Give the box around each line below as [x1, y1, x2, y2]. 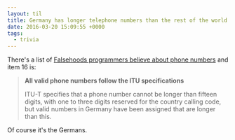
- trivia [13, 36, 39, 43]
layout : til [7, 10, 42, 17]
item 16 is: [7, 63, 36, 71]
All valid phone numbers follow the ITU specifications [24, 76, 184, 85]
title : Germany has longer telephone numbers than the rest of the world [7, 17, 228, 24]
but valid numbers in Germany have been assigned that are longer [24, 105, 216, 113]
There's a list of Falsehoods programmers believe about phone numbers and [7, 55, 229, 64]
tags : [7, 29, 23, 37]
